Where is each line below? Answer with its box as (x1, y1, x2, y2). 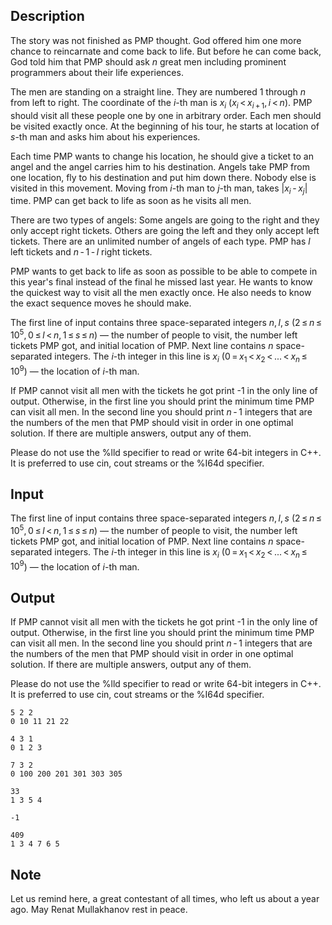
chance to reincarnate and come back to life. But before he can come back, (10, 45, 322, 57)
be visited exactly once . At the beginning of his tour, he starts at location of (10, 120, 320, 132)
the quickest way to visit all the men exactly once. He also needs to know (10, 287, 312, 299)
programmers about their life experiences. (10, 66, 184, 78)
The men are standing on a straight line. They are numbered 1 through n (10, 85, 307, 98)
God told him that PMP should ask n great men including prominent (10, 55, 287, 68)
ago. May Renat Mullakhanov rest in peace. (10, 904, 188, 916)
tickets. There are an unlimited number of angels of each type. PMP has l (10, 235, 311, 248)
